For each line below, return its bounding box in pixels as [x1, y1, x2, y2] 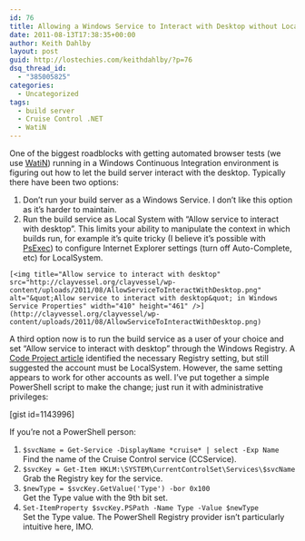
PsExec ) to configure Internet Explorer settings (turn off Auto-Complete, [22, 242, 292, 253]
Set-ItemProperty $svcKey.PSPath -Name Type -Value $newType [22, 504, 260, 513]
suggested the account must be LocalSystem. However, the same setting [9, 362, 283, 373]
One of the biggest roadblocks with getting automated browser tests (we [9, 148, 281, 159]
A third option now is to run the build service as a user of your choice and [9, 333, 284, 344]
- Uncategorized [17, 89, 79, 98]
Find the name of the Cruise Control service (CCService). [22, 454, 238, 464]
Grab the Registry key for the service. [22, 473, 163, 484]
